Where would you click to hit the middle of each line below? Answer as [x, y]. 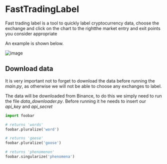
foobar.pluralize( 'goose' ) [33, 143]
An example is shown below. [34, 43]
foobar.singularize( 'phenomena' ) [40, 156]
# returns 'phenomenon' [30, 152]
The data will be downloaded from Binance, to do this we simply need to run [84, 95]
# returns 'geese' [24, 138]
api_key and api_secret [29, 106]
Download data [29, 69]
